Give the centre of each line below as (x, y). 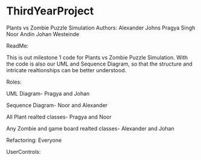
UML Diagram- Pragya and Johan (48, 93)
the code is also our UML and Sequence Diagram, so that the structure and (100, 64)
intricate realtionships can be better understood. (66, 70)
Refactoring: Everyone (34, 140)
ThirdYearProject (50, 11)
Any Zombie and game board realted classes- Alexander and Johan (90, 128)
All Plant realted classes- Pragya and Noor (59, 117)
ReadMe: (18, 46)
